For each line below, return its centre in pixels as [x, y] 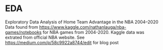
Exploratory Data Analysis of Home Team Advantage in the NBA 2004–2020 [82, 22]
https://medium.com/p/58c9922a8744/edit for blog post [62, 42]
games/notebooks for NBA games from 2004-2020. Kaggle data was [75, 32]
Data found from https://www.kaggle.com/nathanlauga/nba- [66, 27]
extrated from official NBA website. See [45, 37]
